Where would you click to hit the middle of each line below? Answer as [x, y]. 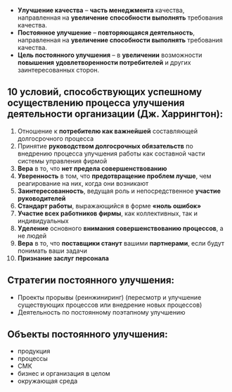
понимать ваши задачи [52, 251]
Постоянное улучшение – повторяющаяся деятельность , [106, 32]
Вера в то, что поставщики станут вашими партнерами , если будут [121, 243]
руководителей [41, 198]
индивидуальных [43, 220]
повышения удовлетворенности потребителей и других [104, 62]
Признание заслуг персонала [63, 258]
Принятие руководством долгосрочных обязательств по [105, 146]
